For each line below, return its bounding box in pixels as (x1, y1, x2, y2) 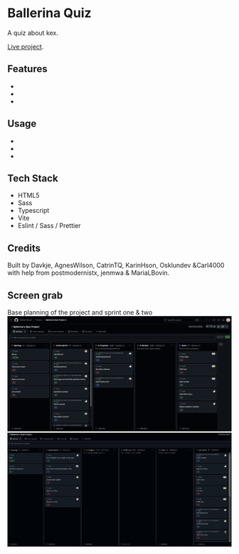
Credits (7, 242, 41, 254)
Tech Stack (7, 172, 58, 184)
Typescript (17, 207, 50, 215)
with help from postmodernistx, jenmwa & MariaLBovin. (7, 268, 170, 277)
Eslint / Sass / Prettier (17, 221, 81, 230)
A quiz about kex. (7, 28, 59, 37)
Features (7, 63, 48, 75)
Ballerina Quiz (7, 5, 92, 21)
